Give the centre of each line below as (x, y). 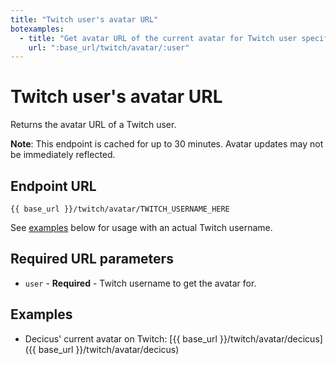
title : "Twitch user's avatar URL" (84, 19)
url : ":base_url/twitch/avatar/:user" (109, 47)
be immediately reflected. (63, 155)
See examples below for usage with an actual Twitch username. (141, 227)
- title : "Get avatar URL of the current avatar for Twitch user (158, 38)
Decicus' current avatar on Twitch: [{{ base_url (121, 338)
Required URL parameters (92, 259)
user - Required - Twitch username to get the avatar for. (140, 283)
